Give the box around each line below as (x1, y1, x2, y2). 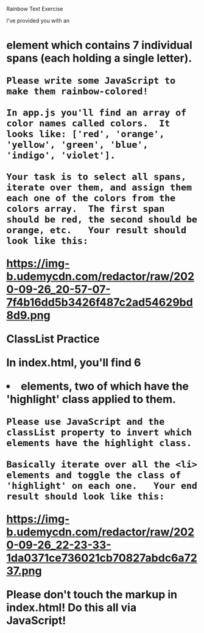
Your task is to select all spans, (6, 171, 187, 183)
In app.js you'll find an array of (6, 107, 187, 118)
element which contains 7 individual (6, 38, 193, 52)
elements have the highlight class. (6, 438, 192, 449)
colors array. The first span (6, 203, 165, 215)
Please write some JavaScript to (6, 75, 176, 87)
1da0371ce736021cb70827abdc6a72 (6, 551, 198, 565)
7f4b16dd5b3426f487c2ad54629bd (6, 295, 193, 309)
